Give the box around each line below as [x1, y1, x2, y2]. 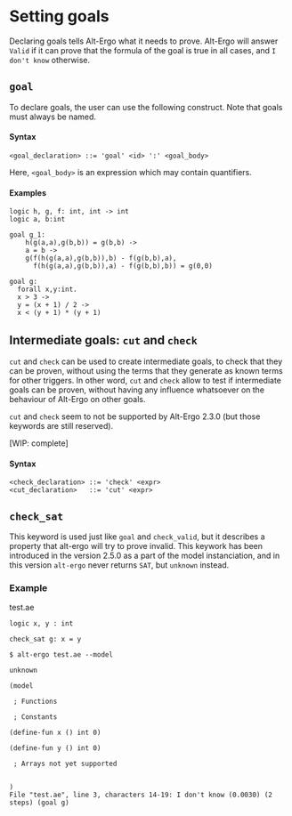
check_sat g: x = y [9, 634, 82, 644]
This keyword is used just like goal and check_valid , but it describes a [9, 531, 265, 542]
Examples [9, 187, 47, 198]
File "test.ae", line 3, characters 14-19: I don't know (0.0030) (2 [9, 790, 273, 800]
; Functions [12, 697, 58, 707]
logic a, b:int [9, 215, 66, 224]
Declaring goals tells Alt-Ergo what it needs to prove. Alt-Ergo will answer [9, 36, 279, 46]
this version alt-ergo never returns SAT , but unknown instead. [9, 559, 230, 570]
